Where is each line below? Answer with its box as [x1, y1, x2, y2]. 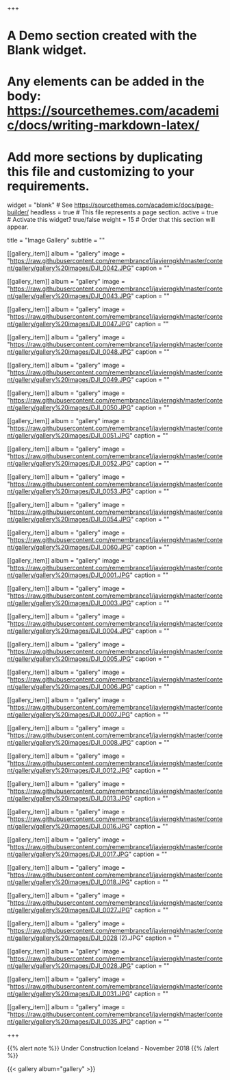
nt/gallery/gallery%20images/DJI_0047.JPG [7, 320, 131, 328]
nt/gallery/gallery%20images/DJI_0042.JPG [7, 264, 131, 272]
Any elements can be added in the [7, 74, 205, 89]
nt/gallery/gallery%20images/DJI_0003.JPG [7, 599, 131, 607]
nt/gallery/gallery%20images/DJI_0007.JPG [7, 710, 130, 719]
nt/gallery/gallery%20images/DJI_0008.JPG [7, 739, 131, 747]
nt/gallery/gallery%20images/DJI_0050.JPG [7, 403, 131, 412]
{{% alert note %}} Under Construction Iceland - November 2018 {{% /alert [7, 1044, 219, 1053]
